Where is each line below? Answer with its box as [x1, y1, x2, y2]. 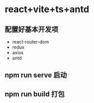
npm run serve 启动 [5, 71, 67, 80]
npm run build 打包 [5, 90, 65, 98]
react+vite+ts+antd [5, 4, 89, 15]
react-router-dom [12, 39, 49, 45]
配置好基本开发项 [5, 25, 58, 33]
